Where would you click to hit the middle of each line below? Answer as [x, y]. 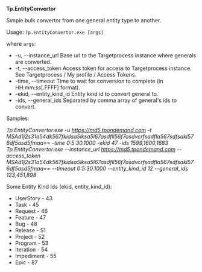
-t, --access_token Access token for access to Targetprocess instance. [103, 68]
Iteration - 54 [31, 249]
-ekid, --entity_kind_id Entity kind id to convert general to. [87, 94]
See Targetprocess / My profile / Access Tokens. [76, 74]
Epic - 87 [26, 262]
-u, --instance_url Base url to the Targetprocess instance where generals [106, 55]
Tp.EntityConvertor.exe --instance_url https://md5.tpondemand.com [91, 149]
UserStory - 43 [34, 198]
